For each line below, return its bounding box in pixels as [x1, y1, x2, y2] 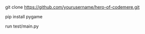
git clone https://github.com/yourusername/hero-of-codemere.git [5, 4, 140, 10]
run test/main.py [5, 23, 39, 29]
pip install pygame [5, 14, 43, 19]
